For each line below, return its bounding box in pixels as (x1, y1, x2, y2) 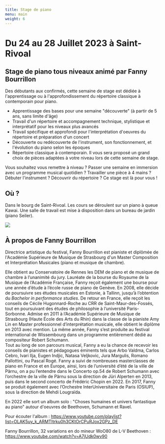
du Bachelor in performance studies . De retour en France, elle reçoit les (5, 295, 151, 301)
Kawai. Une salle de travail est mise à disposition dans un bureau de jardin (5, 207, 156, 214)
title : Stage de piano (5, 7, 52, 12)
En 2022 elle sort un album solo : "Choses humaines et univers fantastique (5, 399, 156, 404)
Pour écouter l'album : (5, 414, 50, 419)
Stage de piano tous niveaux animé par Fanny (5, 67, 147, 76)
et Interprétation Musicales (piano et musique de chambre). (5, 260, 125, 265)
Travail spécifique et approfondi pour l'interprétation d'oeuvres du (12, 129, 146, 135)
